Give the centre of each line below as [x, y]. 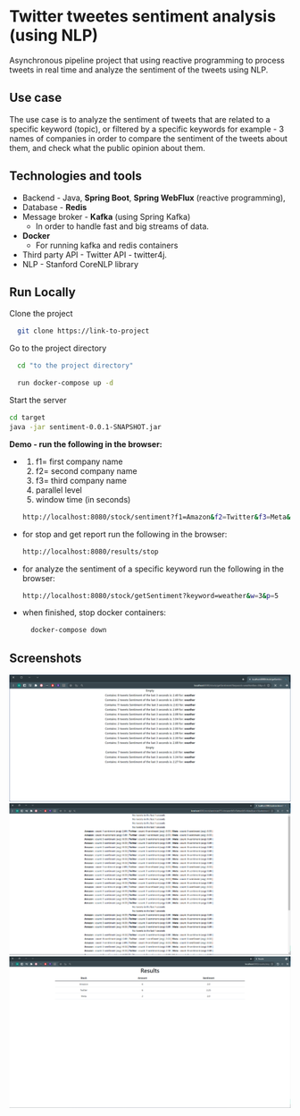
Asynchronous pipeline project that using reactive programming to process [147, 60]
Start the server [38, 400]
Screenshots [46, 658]
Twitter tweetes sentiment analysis [143, 17]
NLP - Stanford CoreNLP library [80, 264]
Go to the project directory [58, 348]
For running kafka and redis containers [107, 245]
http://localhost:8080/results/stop [90, 552]
